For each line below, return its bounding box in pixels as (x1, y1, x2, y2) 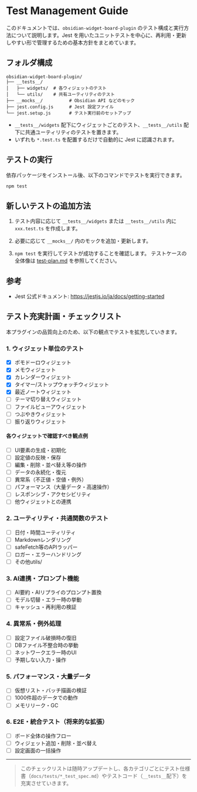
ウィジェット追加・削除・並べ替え (14, 739, 97, 747)
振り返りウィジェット (14, 418, 66, 425)
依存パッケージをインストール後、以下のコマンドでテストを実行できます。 (6, 172, 186, 179)
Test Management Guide (6, 4, 129, 18)
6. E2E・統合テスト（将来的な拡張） (6, 718, 108, 726)
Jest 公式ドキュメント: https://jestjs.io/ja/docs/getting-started (14, 293, 165, 300)
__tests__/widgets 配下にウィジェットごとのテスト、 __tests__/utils (14, 121, 183, 128)
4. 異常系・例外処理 (6, 620, 62, 628)
